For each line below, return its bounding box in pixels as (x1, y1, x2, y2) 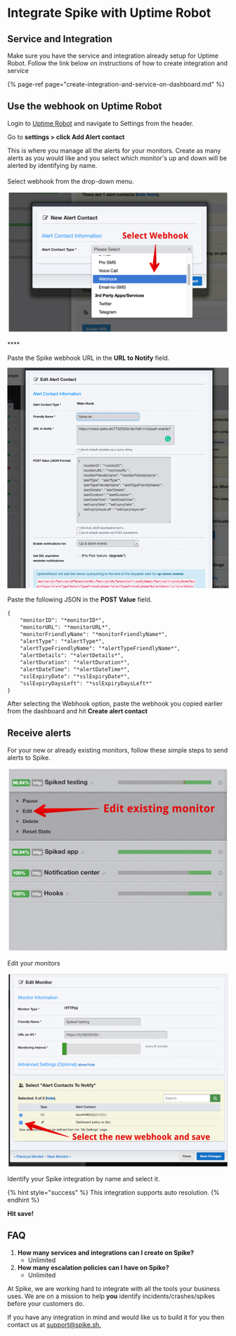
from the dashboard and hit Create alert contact (7, 707, 148, 715)
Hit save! (7, 1209, 34, 1218)
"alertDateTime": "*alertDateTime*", (20, 666, 131, 673)
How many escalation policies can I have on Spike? (17, 1263, 170, 1271)
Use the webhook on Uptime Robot (7, 100, 162, 112)
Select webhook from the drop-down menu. (7, 177, 135, 186)
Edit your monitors (7, 959, 61, 967)
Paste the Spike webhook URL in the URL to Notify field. (7, 354, 170, 363)
